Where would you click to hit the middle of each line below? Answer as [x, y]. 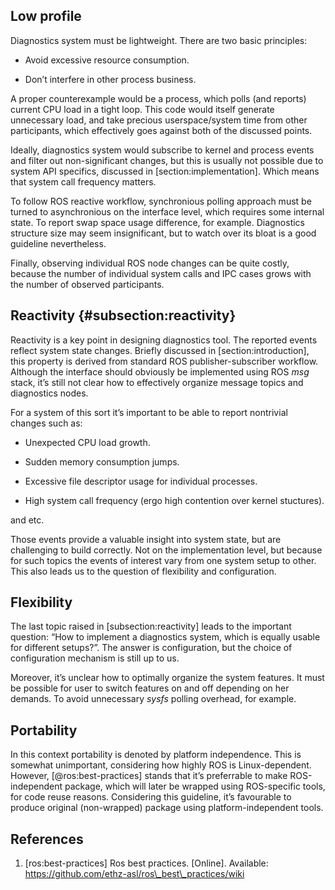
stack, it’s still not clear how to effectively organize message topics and [157, 382]
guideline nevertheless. [58, 243]
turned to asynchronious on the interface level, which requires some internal [167, 211]
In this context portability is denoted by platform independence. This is [156, 755]
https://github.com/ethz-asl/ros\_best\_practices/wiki [134, 874]
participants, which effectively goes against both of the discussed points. [161, 130]
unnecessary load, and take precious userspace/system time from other [159, 120]
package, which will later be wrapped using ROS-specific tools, [195, 786]
